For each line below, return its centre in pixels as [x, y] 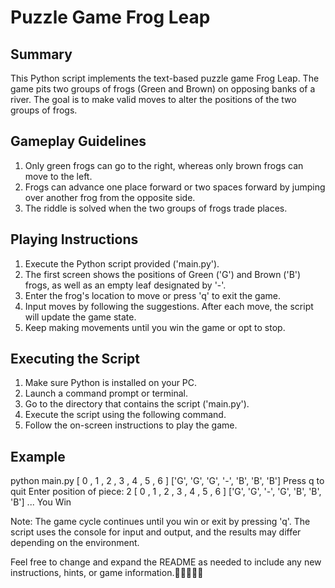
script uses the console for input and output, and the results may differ [156, 532]
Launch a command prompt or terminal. [106, 393]
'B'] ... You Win [41, 502]
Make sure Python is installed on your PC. [111, 383]
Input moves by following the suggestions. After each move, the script [169, 306]
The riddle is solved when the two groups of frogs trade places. [156, 208]
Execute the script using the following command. [125, 415]
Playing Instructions [74, 239]
